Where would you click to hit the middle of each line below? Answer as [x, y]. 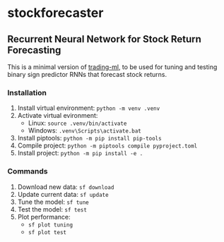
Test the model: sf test [52, 209]
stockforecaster [55, 13]
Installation [27, 92]
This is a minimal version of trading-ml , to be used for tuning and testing [112, 67]
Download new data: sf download [66, 187]
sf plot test [47, 232]
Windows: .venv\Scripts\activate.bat [84, 131]
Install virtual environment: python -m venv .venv [89, 108]
